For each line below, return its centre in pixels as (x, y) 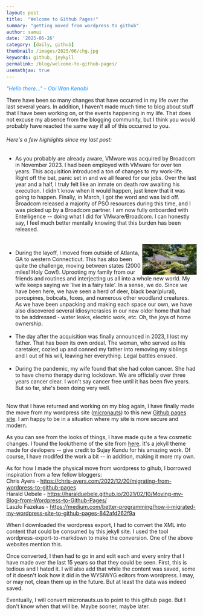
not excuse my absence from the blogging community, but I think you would (101, 119)
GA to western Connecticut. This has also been (74, 259)
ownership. (29, 323)
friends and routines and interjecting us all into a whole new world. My (102, 278)
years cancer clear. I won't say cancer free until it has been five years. (102, 381)
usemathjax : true (28, 70)
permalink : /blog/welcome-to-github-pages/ (62, 64)
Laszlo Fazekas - (27, 506)
